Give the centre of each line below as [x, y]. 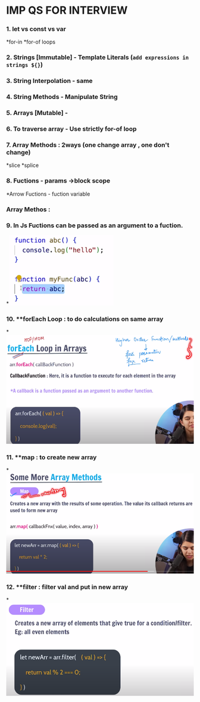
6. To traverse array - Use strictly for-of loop [71, 129]
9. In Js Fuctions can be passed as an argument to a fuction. [95, 225]
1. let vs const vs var [36, 29]
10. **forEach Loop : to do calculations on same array [85, 318]
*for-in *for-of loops [31, 42]
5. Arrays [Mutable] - [37, 113]
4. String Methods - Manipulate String [62, 97]
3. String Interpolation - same [50, 81]
